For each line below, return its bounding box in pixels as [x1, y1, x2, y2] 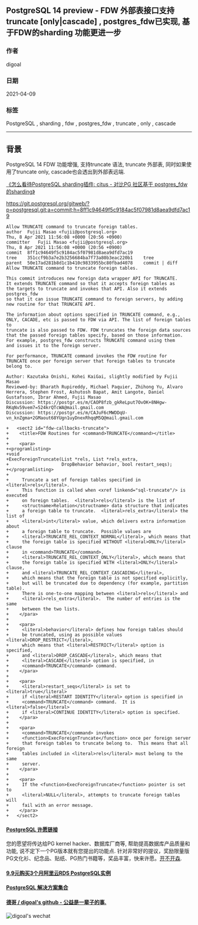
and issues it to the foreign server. [6, 343, 101, 349]
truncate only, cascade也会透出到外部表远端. [16, 168, 126, 175]
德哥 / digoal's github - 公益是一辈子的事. [6, 899, 107, 906]
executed [6, 492, 28, 499]
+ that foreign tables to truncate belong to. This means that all [6, 740, 189, 747]
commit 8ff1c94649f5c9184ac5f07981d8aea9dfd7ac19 [6, 250, 133, 256]
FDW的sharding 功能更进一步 [14, 28, 122, 38]
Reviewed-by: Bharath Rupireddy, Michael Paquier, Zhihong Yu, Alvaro [6, 384, 183, 390]
